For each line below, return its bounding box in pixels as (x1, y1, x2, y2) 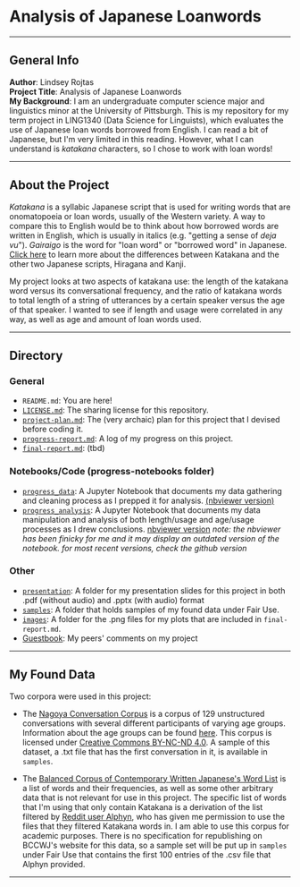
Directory (9, 347, 63, 363)
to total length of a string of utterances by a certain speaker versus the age (9, 294, 286, 305)
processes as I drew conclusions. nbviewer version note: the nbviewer (21, 524, 281, 534)
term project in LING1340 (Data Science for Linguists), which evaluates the (9, 115, 284, 125)
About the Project (9, 177, 110, 193)
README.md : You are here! (21, 396, 112, 406)
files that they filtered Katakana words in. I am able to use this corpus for (21, 821, 290, 832)
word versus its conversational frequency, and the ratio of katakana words (9, 285, 283, 296)
